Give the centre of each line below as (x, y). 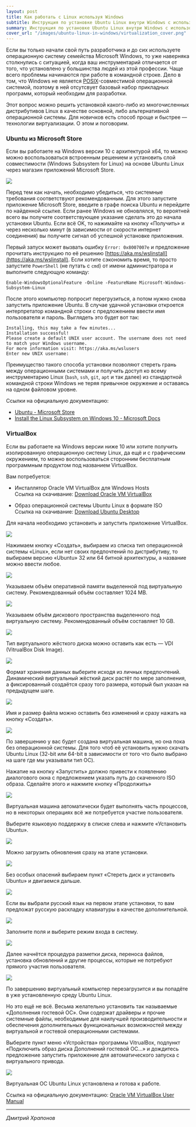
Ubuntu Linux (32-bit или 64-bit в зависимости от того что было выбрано (97, 753)
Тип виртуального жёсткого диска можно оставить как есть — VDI (90, 643)
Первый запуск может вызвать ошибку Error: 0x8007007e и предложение (98, 247)
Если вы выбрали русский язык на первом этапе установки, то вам (90, 903)
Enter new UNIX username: (37, 354)
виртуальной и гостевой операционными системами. (73, 1031)
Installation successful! (37, 333)
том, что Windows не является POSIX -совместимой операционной (90, 81)
